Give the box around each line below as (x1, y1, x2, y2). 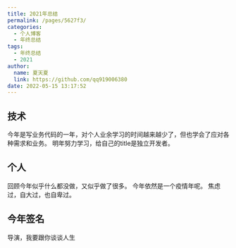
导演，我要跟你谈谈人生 (7, 233, 75, 242)
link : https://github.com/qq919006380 (13, 75, 128, 83)
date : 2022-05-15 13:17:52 (7, 82, 87, 89)
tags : (7, 43, 23, 50)
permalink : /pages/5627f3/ (7, 17, 87, 24)
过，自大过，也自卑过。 (7, 190, 75, 199)
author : (7, 63, 30, 70)
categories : (7, 23, 42, 30)
